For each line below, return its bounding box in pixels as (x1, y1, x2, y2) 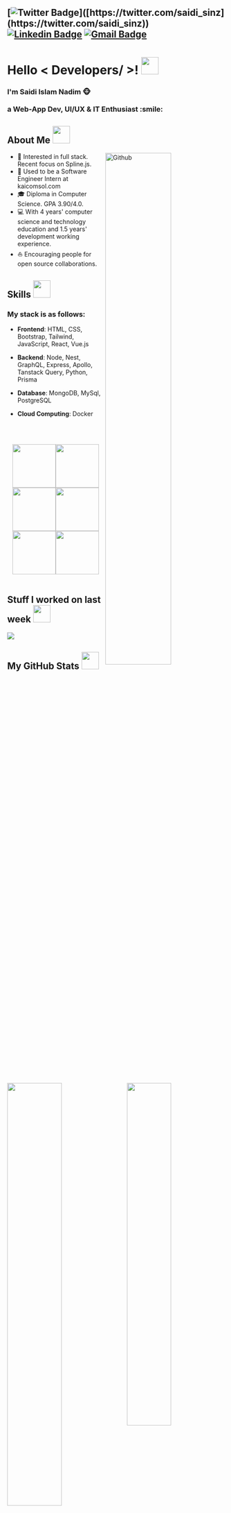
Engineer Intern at (17, 175, 69, 183)
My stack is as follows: (7, 309, 86, 319)
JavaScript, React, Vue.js (17, 340, 89, 348)
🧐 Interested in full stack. (17, 153, 89, 161)
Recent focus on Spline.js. (17, 160, 92, 169)
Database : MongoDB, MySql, (17, 389, 101, 397)
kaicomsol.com (17, 182, 61, 191)
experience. (17, 240, 52, 248)
